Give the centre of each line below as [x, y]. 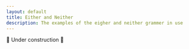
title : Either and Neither [40, 17]
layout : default [26, 12]
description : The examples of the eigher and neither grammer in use [95, 23]
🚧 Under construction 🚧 [35, 40]
